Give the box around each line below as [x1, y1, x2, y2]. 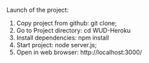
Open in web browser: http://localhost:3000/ [16, 48, 143, 56]
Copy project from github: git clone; [16, 19, 118, 27]
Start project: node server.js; [16, 41, 97, 49]
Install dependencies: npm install [16, 34, 109, 42]
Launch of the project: [6, 6, 69, 14]
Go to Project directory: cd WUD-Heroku [16, 27, 131, 34]
